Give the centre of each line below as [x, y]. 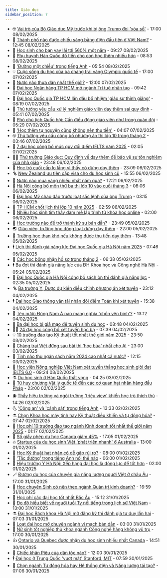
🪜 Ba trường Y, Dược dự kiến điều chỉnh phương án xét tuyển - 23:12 [83, 288]
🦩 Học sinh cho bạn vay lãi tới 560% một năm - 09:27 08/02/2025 [80, 50]
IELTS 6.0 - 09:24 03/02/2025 [43, 372]
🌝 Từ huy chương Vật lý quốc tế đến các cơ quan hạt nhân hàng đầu [82, 383]
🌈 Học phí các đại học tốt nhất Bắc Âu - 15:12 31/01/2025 [71, 497]
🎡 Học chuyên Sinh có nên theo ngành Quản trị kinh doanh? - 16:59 [82, 487]
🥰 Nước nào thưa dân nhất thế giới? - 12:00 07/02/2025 [69, 82]
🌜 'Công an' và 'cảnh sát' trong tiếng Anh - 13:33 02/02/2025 [76, 408]
